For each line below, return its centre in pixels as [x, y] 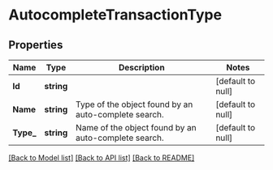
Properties [36, 45]
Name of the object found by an [136, 127]
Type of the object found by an [134, 104]
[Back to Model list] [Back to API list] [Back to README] [102, 158]
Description [141, 68]
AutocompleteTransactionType [115, 15]
